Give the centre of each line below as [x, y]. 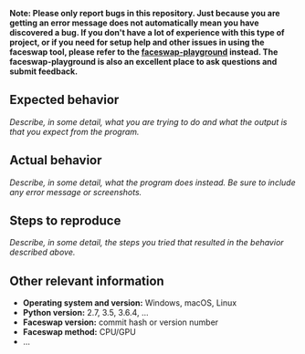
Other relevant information [87, 281]
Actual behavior [56, 160]
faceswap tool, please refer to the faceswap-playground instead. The [144, 52]
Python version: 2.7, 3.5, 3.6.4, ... [85, 313]
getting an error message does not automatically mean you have [134, 23]
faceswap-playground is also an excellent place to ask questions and [143, 62]
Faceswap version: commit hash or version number [121, 322]
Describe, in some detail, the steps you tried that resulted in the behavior [147, 243]
